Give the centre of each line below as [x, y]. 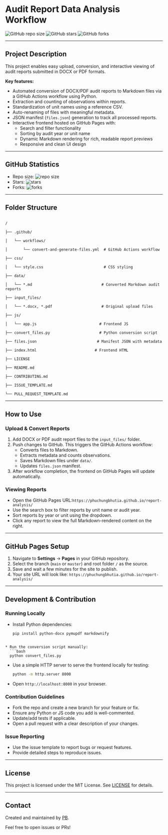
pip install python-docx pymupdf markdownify [60, 633]
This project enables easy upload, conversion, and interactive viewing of [80, 66]
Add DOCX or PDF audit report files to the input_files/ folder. [76, 439]
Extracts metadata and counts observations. [65, 455]
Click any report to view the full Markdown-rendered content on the [82, 521]
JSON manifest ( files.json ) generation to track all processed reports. [85, 117]
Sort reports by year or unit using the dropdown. [62, 515]
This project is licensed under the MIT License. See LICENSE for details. [79, 785]
